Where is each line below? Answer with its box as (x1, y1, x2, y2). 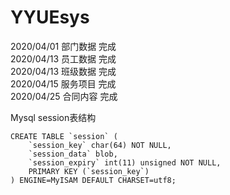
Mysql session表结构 (10, 111, 97, 123)
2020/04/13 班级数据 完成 (10, 65, 117, 77)
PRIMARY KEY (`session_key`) (28, 166, 150, 176)
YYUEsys (10, 6, 90, 29)
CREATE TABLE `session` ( (10, 131, 118, 141)
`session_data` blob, (28, 149, 118, 159)
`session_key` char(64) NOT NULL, (28, 140, 172, 150)
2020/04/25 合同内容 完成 (10, 90, 118, 102)
